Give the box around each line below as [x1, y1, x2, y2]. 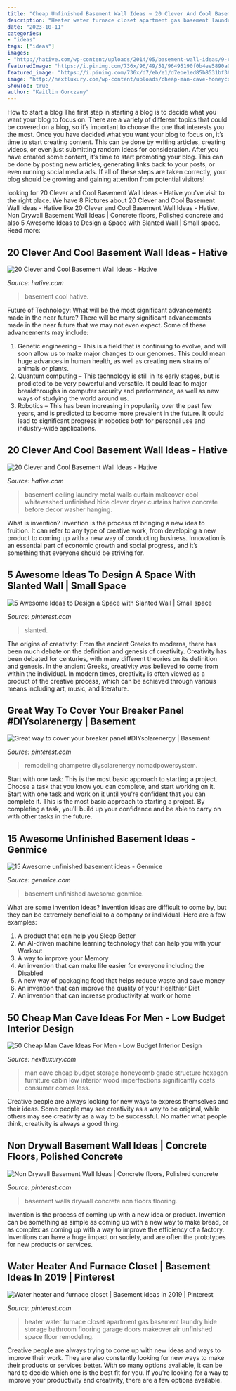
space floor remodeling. [24, 1332, 94, 1340]
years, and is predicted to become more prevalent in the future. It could [17, 409, 225, 417]
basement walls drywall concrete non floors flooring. [24, 1196, 178, 1205]
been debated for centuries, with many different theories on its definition [7, 654, 218, 662]
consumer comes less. [24, 1083, 91, 1092]
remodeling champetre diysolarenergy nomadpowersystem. [24, 762, 198, 770]
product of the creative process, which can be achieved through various [7, 677, 216, 685]
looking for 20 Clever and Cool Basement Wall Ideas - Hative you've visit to [7, 189, 225, 197]
